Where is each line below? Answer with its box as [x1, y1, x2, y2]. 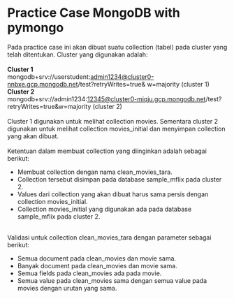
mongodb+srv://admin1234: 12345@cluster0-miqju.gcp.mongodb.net [7, 94, 206, 103]
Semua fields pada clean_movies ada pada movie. [17, 269, 162, 277]
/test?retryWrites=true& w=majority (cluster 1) [78, 80, 210, 88]
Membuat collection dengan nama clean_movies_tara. [17, 168, 173, 176]
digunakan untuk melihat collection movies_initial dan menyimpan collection [7, 124, 226, 133]
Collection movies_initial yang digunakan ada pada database [17, 205, 192, 213]
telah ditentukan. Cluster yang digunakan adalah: [7, 50, 148, 59]
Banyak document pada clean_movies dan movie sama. [17, 261, 178, 270]
